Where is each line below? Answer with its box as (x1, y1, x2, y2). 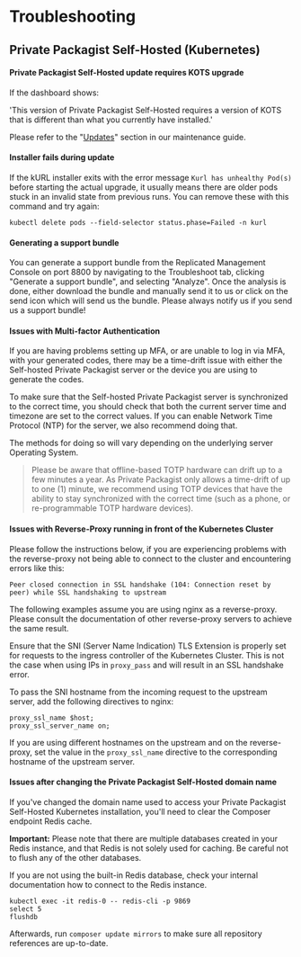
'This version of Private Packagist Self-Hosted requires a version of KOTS (9, 104, 282, 115)
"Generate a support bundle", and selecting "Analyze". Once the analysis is (9, 276, 287, 287)
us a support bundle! (9, 305, 86, 316)
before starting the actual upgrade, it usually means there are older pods (9, 182, 279, 192)
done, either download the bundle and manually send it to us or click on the (9, 286, 289, 297)
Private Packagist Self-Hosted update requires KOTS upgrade (9, 67, 244, 78)
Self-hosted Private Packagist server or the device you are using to (9, 364, 258, 375)
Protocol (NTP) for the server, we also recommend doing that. (9, 420, 238, 431)
